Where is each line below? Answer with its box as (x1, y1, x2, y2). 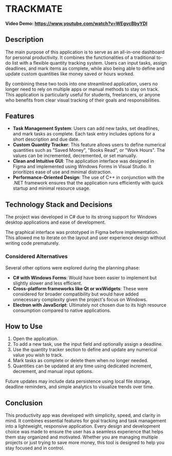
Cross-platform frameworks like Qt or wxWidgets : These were (12, 285, 148, 291)
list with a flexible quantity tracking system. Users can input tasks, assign (12, 60, 167, 66)
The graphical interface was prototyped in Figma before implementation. (5, 229, 159, 235)
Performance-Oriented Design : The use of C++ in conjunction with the (12, 174, 164, 181)
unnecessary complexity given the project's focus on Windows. (12, 296, 148, 303)
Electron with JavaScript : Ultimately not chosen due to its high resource (12, 302, 167, 308)
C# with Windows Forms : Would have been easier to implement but (12, 274, 157, 281)
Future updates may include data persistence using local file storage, (5, 378, 151, 385)
